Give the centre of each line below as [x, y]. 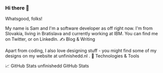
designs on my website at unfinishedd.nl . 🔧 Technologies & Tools [72, 56]
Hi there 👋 [17, 8]
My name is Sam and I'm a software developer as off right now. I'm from [79, 28]
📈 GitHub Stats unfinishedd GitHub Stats [47, 66]
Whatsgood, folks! [24, 19]
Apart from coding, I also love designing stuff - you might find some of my [81, 51]
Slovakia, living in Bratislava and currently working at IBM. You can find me [81, 34]
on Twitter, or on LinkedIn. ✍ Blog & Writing [50, 39]
